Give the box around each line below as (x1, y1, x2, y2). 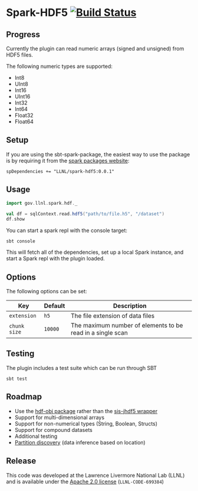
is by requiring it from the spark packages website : (6, 157, 130, 164)
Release (6, 456, 37, 466)
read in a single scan (70, 329, 128, 337)
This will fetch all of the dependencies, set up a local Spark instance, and (6, 248, 184, 256)
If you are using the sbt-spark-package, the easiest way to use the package (6, 150, 190, 158)
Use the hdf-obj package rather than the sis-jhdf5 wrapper (14, 407, 158, 414)
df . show (6, 216, 25, 222)
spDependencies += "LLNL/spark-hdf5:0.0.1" (6, 168, 115, 174)
